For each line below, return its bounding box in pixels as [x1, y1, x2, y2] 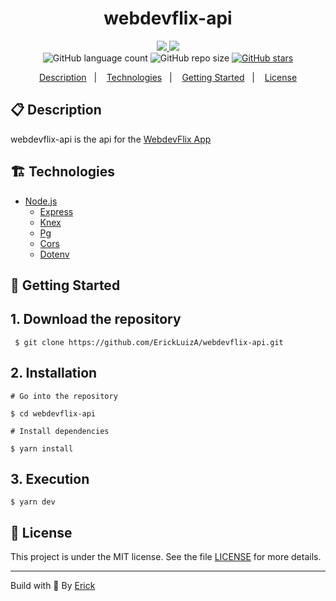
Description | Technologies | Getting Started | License [38, 71, 298, 83]
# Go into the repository [10, 391, 118, 401]
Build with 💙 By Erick [10, 580, 96, 592]
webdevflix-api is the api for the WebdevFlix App [10, 133, 212, 145]
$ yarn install [10, 443, 74, 454]
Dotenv [39, 248, 70, 260]
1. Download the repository [10, 311, 182, 328]
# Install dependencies [10, 426, 110, 436]
